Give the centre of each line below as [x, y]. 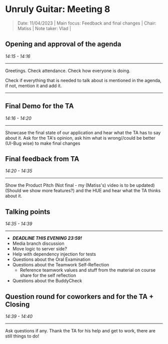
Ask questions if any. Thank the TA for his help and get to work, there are [80, 331]
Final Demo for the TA [39, 106]
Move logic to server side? [40, 249]
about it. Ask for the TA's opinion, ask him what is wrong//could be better [80, 138]
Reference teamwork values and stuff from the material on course [88, 270]
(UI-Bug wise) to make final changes [43, 143]
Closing [17, 304]
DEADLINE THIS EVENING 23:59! [47, 238]
